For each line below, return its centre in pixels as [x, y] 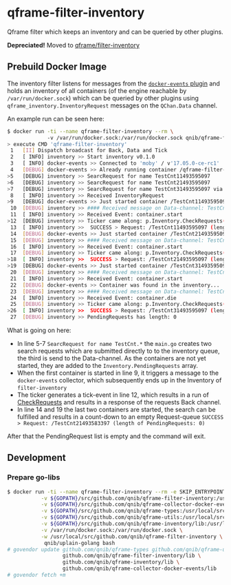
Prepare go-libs [34, 478]
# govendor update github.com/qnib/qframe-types [78, 549]
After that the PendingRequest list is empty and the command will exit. [107, 436]
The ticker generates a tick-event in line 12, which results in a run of [113, 395]
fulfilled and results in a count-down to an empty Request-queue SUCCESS [120, 417]
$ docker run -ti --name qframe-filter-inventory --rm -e [92, 492]
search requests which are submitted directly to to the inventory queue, [118, 351]
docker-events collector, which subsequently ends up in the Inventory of [119, 380]
